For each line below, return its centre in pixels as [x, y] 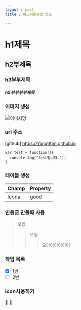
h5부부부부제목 [20, 92]
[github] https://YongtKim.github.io [40, 143]
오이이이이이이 [56, 245]
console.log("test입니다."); [38, 158]
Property [40, 188]
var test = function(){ [30, 152]
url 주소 [14, 133]
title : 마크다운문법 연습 [29, 14]
